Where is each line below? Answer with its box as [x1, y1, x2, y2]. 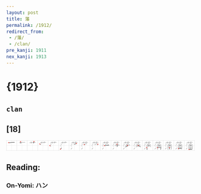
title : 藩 [6, 16, 30, 22]
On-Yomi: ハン [6, 181, 48, 190]
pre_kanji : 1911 [6, 48, 47, 54]
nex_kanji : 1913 [6, 54, 47, 60]
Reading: [6, 162, 41, 173]
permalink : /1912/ [6, 22, 52, 28]
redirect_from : [6, 29, 44, 35]
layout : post [6, 10, 39, 16]
